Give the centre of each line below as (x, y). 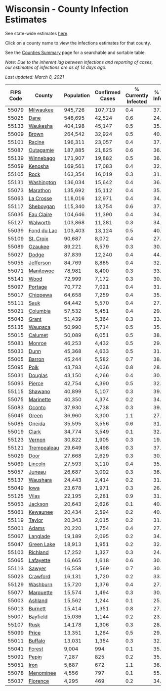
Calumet (38, 335)
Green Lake (42, 544)
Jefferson (40, 262)
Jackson (38, 504)
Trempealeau (44, 447)
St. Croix (38, 239)
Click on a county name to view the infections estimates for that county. (78, 43)
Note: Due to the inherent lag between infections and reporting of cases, (79, 62)
